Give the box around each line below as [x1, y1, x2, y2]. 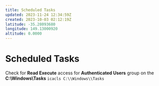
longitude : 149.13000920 [5, 26, 58, 32]
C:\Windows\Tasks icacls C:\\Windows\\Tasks [5, 75, 105, 81]
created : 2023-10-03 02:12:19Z [5, 17, 72, 22]
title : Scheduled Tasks [5, 7, 56, 13]
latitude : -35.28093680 [5, 21, 56, 27]
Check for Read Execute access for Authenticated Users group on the [5, 70, 154, 76]
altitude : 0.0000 [5, 31, 42, 36]
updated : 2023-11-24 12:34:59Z [5, 12, 72, 17]
